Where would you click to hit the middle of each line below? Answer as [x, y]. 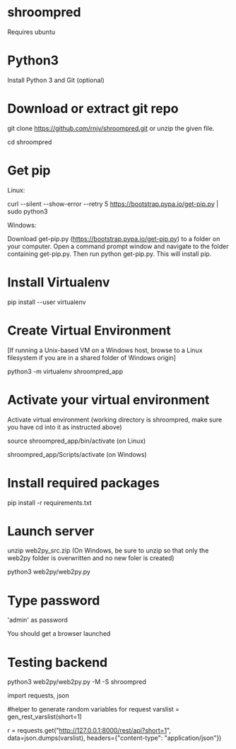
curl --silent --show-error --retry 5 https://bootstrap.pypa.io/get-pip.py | [113, 204]
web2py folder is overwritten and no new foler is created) [91, 558]
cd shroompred [30, 141]
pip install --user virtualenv [47, 302]
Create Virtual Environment [89, 330]
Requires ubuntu [31, 32]
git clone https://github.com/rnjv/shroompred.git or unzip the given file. [111, 128]
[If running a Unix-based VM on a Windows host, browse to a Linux [105, 350]
